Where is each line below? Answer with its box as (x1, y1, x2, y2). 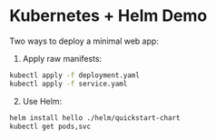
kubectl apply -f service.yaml (9, 79, 128, 88)
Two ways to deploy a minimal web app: (9, 35, 159, 46)
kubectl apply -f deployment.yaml (9, 70, 141, 80)
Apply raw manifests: (22, 53, 103, 64)
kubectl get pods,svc (9, 122, 92, 131)
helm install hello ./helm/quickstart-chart (9, 113, 181, 123)
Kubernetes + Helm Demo (9, 5, 208, 26)
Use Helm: (22, 95, 62, 106)
